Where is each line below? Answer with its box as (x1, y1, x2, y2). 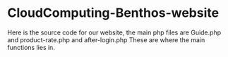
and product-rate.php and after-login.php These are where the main (7, 35, 205, 44)
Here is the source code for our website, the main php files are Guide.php (7, 28, 221, 37)
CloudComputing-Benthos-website (7, 5, 220, 21)
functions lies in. (7, 43, 55, 51)
